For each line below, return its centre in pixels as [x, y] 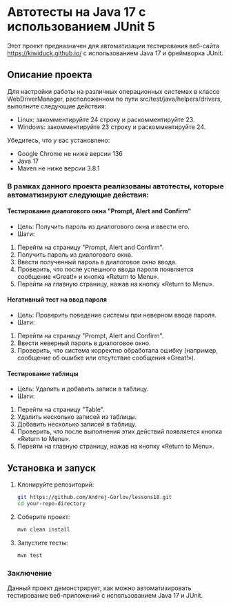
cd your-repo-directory [51, 504]
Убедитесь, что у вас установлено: [59, 140]
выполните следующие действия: [57, 106]
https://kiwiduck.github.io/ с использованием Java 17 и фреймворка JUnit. [115, 53]
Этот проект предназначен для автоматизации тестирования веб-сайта [113, 46]
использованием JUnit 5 [81, 27]
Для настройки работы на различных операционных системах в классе [113, 91]
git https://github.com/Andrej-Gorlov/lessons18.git [94, 498]
